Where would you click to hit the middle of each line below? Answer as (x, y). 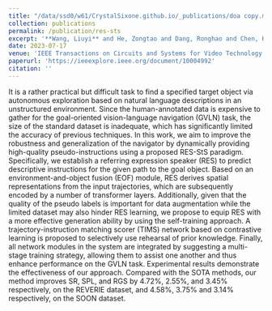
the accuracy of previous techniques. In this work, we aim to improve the (130, 134)
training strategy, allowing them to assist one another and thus (133, 255)
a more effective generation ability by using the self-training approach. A (130, 220)
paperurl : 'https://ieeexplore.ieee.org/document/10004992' (112, 62)
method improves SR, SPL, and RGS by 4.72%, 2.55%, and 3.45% (118, 281)
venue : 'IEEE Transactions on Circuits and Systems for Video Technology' (137, 53)
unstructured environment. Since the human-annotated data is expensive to (134, 109)
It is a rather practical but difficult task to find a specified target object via (131, 92)
